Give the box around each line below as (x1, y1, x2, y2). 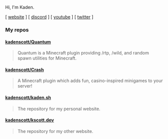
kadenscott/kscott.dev (5, 117, 54, 123)
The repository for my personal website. (17, 105, 101, 111)
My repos (5, 26, 29, 33)
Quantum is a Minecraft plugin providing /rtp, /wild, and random (17, 50, 149, 56)
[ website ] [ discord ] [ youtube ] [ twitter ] (5, 14, 94, 19)
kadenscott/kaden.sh (5, 94, 51, 100)
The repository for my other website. (17, 128, 94, 134)
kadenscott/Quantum (5, 38, 51, 44)
